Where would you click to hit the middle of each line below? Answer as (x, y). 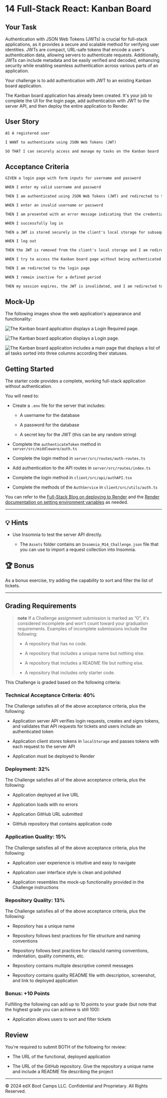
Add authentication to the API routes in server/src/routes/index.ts (81, 468)
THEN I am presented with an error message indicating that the (73, 214)
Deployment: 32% (28, 769)
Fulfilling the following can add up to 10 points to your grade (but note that (81, 1004)
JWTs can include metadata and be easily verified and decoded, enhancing (83, 60)
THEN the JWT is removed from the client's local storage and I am (77, 250)
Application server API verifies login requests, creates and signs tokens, (86, 721)
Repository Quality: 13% (35, 900)
